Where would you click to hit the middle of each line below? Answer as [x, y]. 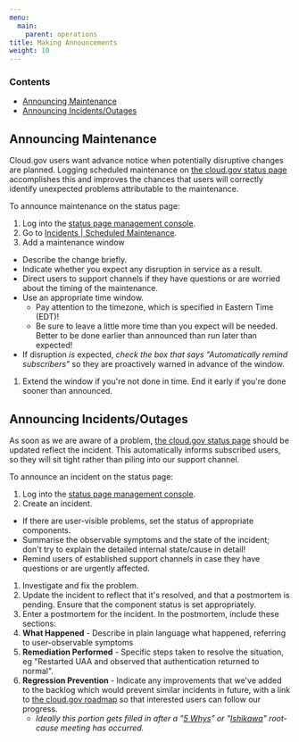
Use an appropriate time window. [83, 298]
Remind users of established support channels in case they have [141, 559]
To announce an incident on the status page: [91, 477]
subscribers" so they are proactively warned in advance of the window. [153, 364]
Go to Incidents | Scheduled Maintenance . [99, 233]
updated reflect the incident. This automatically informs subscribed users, [145, 450]
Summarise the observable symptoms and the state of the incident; [146, 540]
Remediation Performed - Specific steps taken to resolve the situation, [153, 652]
